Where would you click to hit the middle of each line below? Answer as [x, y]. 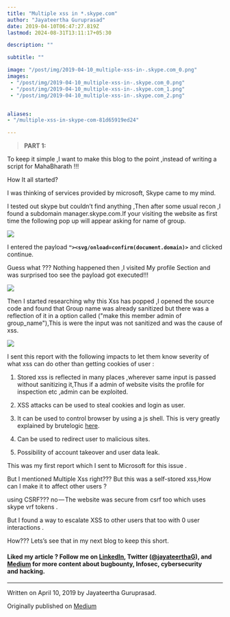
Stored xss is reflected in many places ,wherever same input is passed [116, 377]
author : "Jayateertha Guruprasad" [56, 20]
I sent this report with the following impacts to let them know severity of [108, 357]
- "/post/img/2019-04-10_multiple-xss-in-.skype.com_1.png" [98, 89]
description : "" [30, 45]
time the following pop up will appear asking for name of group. [97, 221]
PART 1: [35, 146]
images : [18, 76]
